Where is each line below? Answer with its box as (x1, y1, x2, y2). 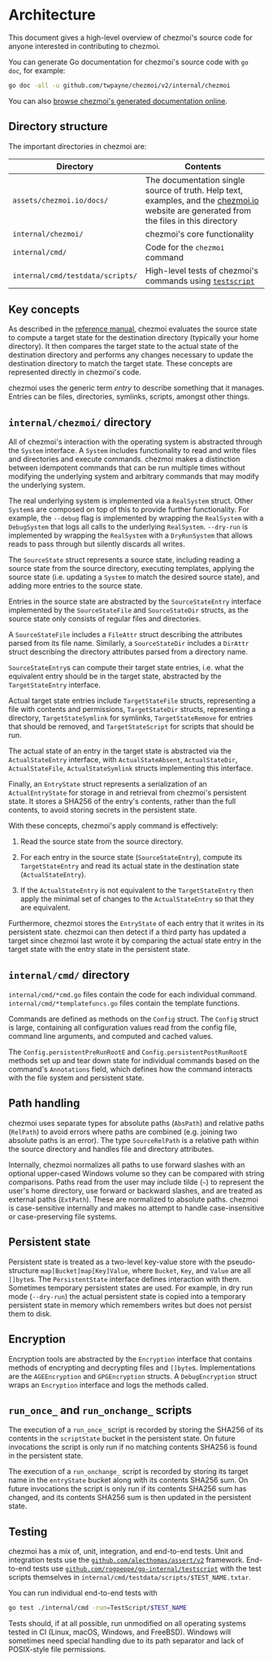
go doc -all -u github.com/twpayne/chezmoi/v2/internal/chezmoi (8, 81, 231, 89)
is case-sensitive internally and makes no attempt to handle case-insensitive (8, 1202, 265, 1213)
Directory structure (8, 120, 108, 133)
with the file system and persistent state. (8, 1073, 145, 1083)
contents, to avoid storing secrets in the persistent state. (8, 805, 197, 815)
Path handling (8, 1097, 80, 1110)
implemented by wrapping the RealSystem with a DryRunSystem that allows (8, 530, 253, 540)
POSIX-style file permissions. (8, 1645, 106, 1654)
